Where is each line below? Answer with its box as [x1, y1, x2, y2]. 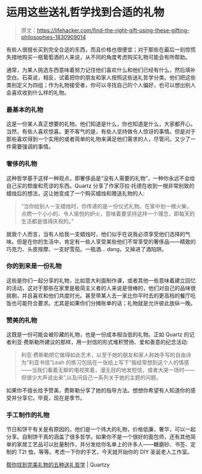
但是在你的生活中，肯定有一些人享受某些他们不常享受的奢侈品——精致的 [16, 238, 196, 245]
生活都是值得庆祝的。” [20, 217, 74, 225]
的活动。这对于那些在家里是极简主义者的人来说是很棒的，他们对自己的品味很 [6, 284, 196, 292]
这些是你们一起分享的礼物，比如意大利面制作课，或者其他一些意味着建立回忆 [6, 277, 196, 284]
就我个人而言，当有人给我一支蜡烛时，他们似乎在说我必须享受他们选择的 [6, 230, 185, 237]
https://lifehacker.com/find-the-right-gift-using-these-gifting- [37, 27, 190, 34]
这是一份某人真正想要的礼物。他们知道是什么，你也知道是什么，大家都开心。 [6, 120, 196, 127]
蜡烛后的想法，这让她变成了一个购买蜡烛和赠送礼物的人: [6, 190, 145, 197]
